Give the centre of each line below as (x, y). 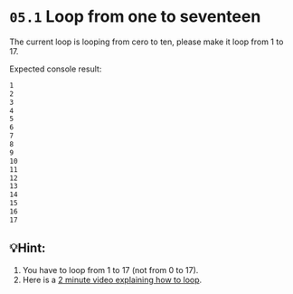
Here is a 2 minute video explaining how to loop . (112, 280)
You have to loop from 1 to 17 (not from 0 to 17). (110, 270)
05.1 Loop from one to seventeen (135, 17)
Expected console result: (56, 69)
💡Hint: (28, 248)
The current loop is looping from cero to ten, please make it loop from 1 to (146, 42)
